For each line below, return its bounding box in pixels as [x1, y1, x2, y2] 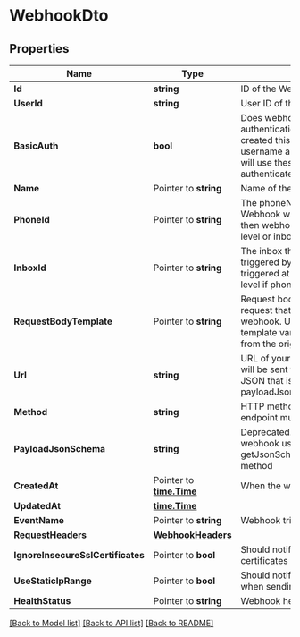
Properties [9, 41, 70, 56]
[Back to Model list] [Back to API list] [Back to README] [9, 618, 214, 628]
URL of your [240, 352, 291, 364]
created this [240, 134, 291, 146]
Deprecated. [240, 426, 293, 438]
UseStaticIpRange [13, 574, 92, 587]
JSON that [240, 375, 284, 386]
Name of [240, 183, 277, 194]
